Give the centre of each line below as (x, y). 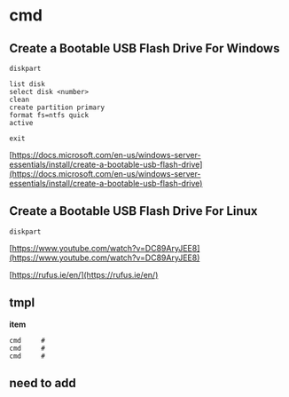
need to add (43, 383)
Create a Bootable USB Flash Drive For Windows (144, 48)
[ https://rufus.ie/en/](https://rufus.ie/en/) (84, 274)
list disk (27, 84)
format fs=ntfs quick (49, 115)
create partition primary (57, 107)
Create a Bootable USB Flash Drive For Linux (133, 211)
